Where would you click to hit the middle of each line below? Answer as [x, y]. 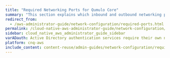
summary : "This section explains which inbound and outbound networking [83, 15]
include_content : [24, 47]
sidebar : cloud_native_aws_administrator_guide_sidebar [65, 33]
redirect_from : [21, 19]
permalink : [17, 29]
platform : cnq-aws [25, 43]
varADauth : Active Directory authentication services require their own [83, 38]
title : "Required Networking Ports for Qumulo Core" [62, 10]
